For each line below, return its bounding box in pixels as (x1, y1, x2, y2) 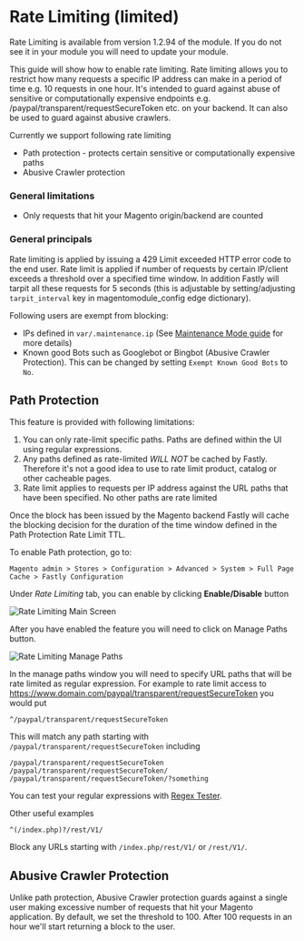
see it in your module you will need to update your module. (9, 46, 229, 56)
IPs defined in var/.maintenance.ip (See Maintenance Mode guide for (22, 328, 284, 339)
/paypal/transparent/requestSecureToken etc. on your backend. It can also (9, 102, 289, 113)
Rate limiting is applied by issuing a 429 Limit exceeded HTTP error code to (9, 253, 292, 265)
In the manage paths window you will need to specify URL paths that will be (9, 669, 292, 680)
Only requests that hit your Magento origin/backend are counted (22, 210, 264, 221)
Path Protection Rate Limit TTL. (9, 530, 125, 541)
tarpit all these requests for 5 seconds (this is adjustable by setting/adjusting (9, 282, 296, 293)
